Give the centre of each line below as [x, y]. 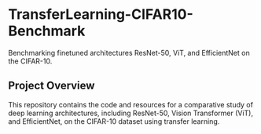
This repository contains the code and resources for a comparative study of [131, 104]
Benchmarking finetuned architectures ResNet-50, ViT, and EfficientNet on [129, 53]
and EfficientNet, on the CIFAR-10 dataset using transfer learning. [114, 121]
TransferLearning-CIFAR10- [101, 14]
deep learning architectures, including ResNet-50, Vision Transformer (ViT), [131, 113]
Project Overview [51, 86]
